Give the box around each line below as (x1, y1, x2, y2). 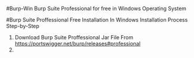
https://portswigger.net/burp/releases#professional (14, 40, 141, 47)
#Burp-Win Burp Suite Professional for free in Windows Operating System (6, 5, 187, 12)
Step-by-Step (6, 23, 40, 29)
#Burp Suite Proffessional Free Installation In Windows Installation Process (6, 16, 188, 23)
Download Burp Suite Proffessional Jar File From (14, 34, 133, 40)
